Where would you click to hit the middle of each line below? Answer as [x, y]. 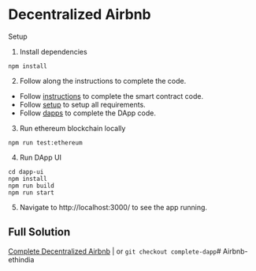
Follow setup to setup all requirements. [82, 104]
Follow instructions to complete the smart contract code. [111, 96]
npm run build [32, 186]
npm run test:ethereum [45, 143]
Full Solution [39, 232]
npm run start [32, 192]
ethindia [21, 259]
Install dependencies [54, 51]
